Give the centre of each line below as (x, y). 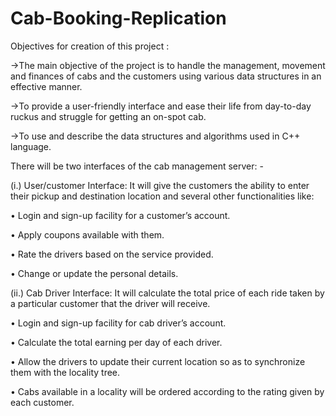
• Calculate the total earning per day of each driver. (116, 342)
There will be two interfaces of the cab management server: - (137, 166)
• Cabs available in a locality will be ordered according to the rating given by (167, 391)
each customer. (42, 402)
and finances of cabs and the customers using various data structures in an (166, 76)
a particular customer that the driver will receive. (110, 303)
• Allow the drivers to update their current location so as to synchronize (158, 361)
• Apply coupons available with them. (87, 234)
